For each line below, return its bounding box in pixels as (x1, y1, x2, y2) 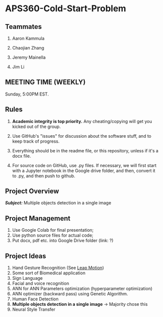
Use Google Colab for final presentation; (12, 227, 94, 233)
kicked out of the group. (12, 123, 61, 129)
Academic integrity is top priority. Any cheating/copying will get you (12, 118, 152, 124)
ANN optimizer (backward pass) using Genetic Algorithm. (12, 291, 128, 297)
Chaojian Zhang (12, 45, 45, 50)
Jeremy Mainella (12, 54, 46, 60)
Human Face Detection (12, 296, 59, 302)
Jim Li (12, 64, 24, 70)
